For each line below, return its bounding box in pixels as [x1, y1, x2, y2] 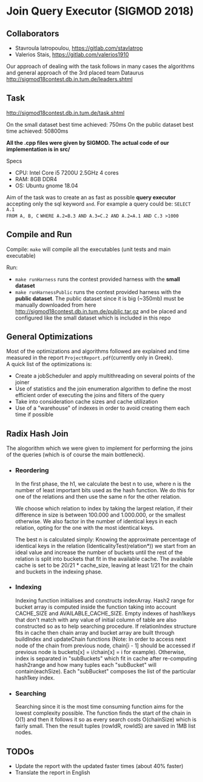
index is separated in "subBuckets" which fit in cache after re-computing [15, 655, 197, 662]
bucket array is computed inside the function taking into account [15, 603, 177, 610]
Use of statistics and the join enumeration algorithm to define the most [15, 385, 191, 392]
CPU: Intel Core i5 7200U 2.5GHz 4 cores [15, 169, 119, 176]
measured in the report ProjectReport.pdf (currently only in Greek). [6, 354, 174, 361]
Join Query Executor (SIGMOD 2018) [6, 4, 194, 18]
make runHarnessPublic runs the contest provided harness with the [15, 288, 182, 295]
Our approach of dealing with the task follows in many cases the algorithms [6, 62, 195, 70]
